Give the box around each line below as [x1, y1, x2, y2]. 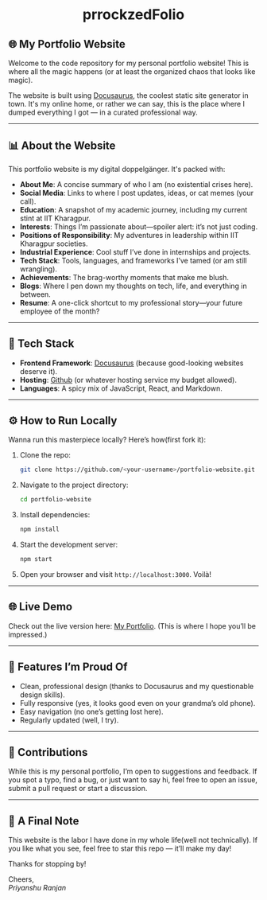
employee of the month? [19, 306, 100, 316]
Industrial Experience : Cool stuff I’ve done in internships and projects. [19, 247, 252, 256]
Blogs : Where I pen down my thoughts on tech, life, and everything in [19, 281, 248, 290]
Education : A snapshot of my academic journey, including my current [19, 205, 248, 214]
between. [19, 289, 52, 299]
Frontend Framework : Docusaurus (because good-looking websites [19, 358, 244, 368]
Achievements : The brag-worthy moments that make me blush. [19, 272, 229, 282]
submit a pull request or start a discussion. [8, 784, 148, 793]
